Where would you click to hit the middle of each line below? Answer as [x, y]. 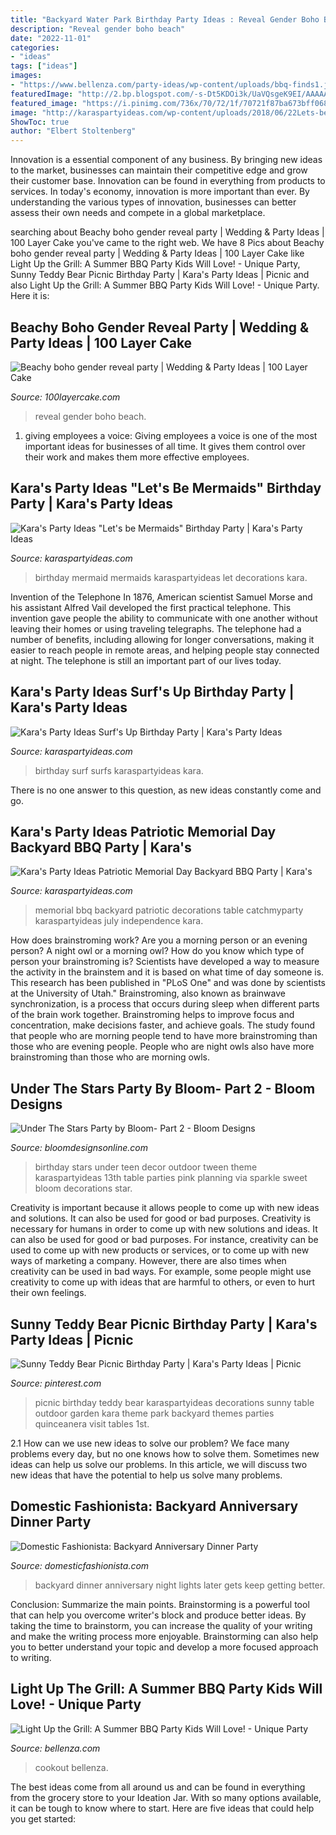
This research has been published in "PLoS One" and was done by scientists [168, 983]
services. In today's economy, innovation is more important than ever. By [160, 192]
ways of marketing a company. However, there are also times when [148, 1261]
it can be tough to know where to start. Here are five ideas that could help [162, 1808]
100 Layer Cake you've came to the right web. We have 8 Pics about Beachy [167, 243]
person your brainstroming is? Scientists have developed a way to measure [165, 962]
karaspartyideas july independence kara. [119, 921]
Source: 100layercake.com [65, 397]
